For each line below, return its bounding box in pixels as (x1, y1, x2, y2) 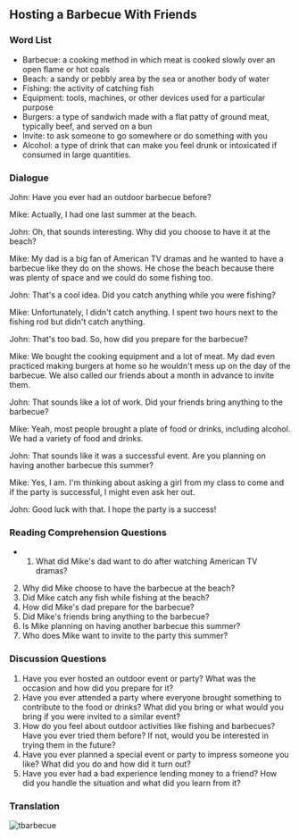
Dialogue (9, 172, 49, 184)
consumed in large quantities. (21, 149, 132, 160)
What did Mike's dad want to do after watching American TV (35, 556, 258, 566)
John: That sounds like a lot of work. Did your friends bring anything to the (9, 397, 284, 407)
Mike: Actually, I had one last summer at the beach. (9, 209, 198, 220)
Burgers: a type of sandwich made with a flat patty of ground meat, (21, 111, 270, 122)
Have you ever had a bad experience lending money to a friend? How (21, 768, 278, 778)
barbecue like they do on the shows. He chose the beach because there (9, 263, 275, 273)
